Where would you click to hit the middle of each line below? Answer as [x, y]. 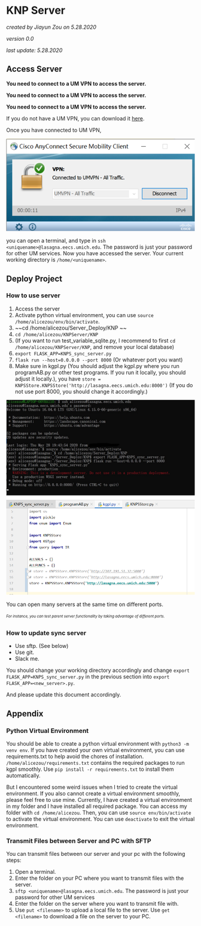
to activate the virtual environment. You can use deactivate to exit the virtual [100, 819]
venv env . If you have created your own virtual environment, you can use [96, 750]
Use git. [25, 652]
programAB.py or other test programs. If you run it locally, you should [100, 372]
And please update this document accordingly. [64, 695]
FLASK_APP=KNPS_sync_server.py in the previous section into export [88, 677]
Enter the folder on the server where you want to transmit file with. [97, 904]
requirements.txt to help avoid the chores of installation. [75, 756]
